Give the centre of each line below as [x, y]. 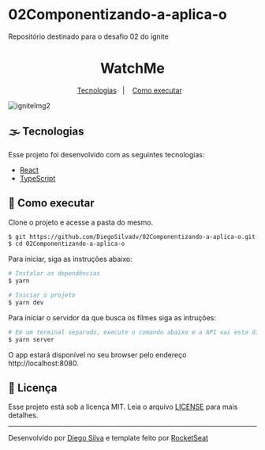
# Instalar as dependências [54, 274]
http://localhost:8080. [43, 363]
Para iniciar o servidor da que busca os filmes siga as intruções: [112, 317]
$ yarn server [32, 339]
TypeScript [37, 178]
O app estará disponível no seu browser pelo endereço [97, 354]
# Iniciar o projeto [42, 295]
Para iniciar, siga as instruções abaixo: [70, 259]
